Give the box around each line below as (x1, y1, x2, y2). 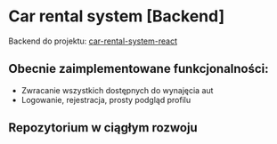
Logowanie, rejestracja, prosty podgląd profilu (20, 94, 191, 105)
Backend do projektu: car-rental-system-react (8, 36, 178, 46)
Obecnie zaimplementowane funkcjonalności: (8, 61, 269, 76)
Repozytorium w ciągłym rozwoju (8, 120, 198, 135)
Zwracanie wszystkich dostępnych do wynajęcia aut (20, 84, 214, 95)
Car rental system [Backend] (8, 6, 225, 27)
